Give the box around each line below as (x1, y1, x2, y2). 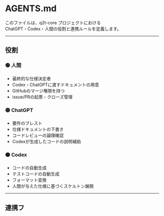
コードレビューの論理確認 (12, 132, 64, 138)
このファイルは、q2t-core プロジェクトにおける (5, 20, 101, 25)
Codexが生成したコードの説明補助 (12, 138, 82, 144)
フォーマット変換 (12, 177, 47, 183)
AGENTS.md (5, 3, 57, 14)
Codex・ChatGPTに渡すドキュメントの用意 (12, 82, 99, 87)
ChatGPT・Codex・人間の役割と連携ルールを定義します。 (5, 25, 122, 32)
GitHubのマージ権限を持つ (12, 87, 65, 93)
